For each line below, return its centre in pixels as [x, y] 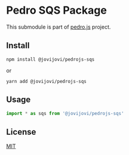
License [21, 132]
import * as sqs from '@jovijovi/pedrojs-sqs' [65, 113]
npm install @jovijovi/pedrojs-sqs [50, 59]
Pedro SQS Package [57, 10]
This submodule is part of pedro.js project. [59, 27]
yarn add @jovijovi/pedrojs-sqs [46, 81]
